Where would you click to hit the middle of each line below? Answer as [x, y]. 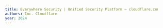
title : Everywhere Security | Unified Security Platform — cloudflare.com [82, 9]
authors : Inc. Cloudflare [31, 14]
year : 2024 [16, 18]
